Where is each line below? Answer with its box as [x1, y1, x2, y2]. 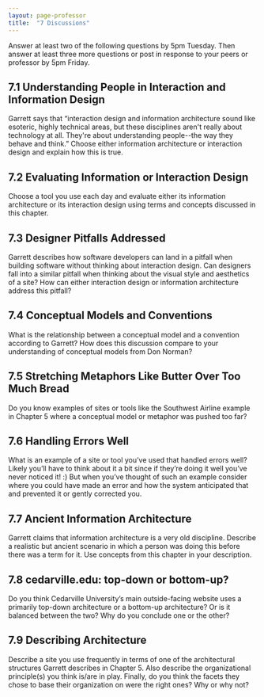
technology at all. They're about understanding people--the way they [8, 131, 233, 140]
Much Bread [8, 382, 70, 396]
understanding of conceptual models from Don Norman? [8, 346, 193, 356]
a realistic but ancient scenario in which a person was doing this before [8, 542, 240, 551]
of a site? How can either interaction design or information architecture [8, 277, 239, 287]
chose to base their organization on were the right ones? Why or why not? [8, 680, 249, 689]
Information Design [8, 93, 105, 106]
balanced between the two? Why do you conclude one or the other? [8, 611, 230, 620]
